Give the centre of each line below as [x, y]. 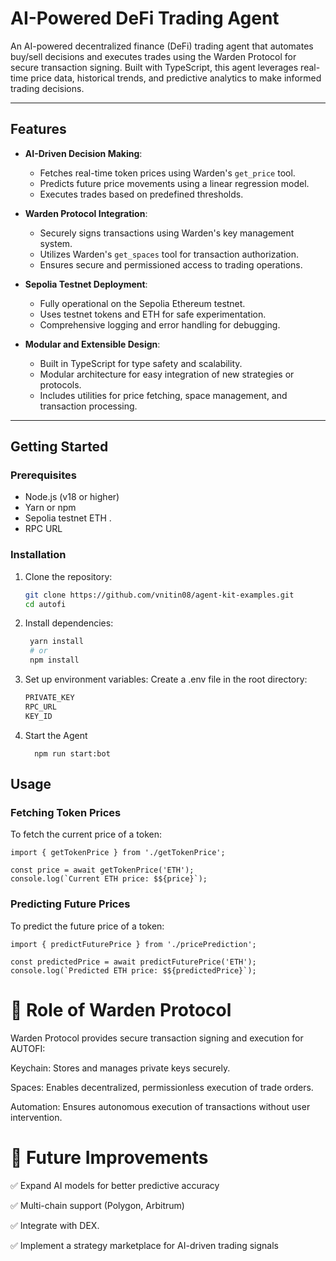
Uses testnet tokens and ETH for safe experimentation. [153, 314]
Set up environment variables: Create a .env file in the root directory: [166, 679]
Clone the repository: [68, 576]
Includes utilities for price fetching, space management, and [163, 395]
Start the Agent [56, 735]
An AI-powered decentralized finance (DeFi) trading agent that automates [162, 46]
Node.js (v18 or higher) [72, 497]
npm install [54, 660]
